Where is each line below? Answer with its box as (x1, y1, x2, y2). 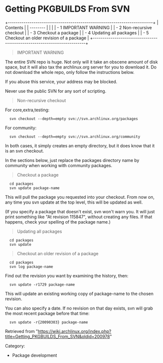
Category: (5, 343, 25, 348)
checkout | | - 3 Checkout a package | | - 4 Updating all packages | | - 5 (5, 30, 149, 35)
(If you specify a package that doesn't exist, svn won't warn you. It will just (5, 208, 155, 214)
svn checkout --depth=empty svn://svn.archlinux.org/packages (9, 116, 138, 121)
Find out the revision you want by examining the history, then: (5, 273, 128, 278)
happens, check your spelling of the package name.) (5, 219, 111, 225)
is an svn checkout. (5, 148, 44, 154)
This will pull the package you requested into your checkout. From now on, (5, 194, 155, 200)
